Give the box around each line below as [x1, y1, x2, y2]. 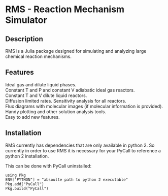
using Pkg [5, 173, 26, 178]
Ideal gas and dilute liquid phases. [5, 81, 77, 87]
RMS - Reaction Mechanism [5, 4, 125, 15]
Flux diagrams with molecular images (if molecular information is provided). [5, 103, 163, 109]
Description [5, 35, 43, 43]
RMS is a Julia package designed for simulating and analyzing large [5, 48, 147, 54]
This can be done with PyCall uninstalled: [5, 162, 92, 169]
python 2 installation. [5, 153, 49, 159]
